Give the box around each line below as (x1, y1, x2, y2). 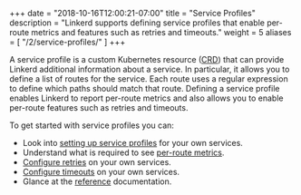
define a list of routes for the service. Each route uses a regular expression (9, 73, 288, 84)
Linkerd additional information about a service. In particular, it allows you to (9, 63, 290, 74)
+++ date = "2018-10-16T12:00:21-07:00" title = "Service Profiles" (9, 8, 256, 18)
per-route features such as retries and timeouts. (9, 102, 189, 112)
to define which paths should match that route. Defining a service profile (9, 83, 280, 93)
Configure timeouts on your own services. (22, 167, 180, 177)
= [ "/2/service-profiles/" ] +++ (9, 36, 126, 47)
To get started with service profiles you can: (9, 120, 175, 131)
